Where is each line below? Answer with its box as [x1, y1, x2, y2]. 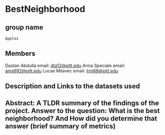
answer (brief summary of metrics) [5, 122, 116, 130]
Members [5, 49, 36, 58]
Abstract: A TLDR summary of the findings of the [5, 99, 160, 107]
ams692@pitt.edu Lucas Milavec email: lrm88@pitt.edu [5, 67, 118, 73]
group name [5, 23, 44, 32]
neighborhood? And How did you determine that [5, 114, 158, 123]
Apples [5, 36, 19, 41]
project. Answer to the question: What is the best [5, 106, 160, 115]
